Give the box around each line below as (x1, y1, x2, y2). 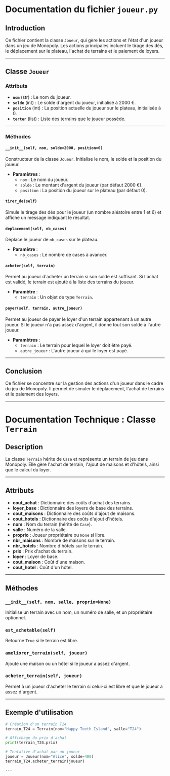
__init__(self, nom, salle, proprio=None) (5, 599, 111, 605)
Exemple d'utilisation (5, 708, 73, 717)
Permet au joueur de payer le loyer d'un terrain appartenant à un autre (5, 316, 152, 322)
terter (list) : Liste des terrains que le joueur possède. (12, 116, 125, 122)
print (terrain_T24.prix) (5, 740, 58, 746)
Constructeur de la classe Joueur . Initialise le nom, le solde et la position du (5, 156, 162, 162)
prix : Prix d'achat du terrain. (12, 548, 73, 555)
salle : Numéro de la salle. (12, 527, 67, 533)
